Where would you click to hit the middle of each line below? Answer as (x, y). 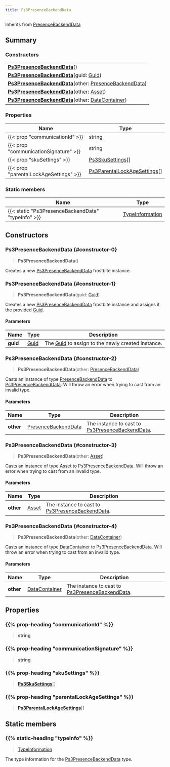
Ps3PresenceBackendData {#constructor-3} (61, 445)
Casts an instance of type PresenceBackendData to (59, 379)
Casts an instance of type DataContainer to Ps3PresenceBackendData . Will (83, 547)
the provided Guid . (25, 310)
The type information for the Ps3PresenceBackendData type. (69, 759)
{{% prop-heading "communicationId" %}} (59, 624)
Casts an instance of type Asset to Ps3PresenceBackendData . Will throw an (84, 466)
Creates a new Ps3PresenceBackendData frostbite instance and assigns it (82, 304)
